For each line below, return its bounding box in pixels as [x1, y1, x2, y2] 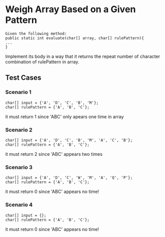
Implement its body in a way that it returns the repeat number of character [5, 53, 160, 59]
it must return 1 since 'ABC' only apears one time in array [5, 113, 124, 120]
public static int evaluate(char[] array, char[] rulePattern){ [5, 36, 144, 41]
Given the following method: [5, 31, 67, 36]
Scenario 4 [5, 201, 33, 209]
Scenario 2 [5, 126, 33, 133]
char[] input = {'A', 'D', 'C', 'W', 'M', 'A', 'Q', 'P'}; [5, 175, 133, 181]
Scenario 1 [5, 89, 31, 96]
